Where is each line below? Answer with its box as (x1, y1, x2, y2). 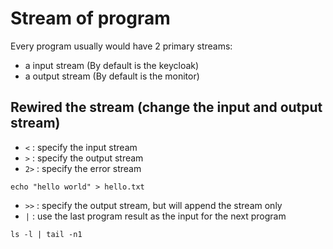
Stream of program (10, 7, 171, 30)
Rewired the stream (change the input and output (10, 99, 323, 116)
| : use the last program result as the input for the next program (24, 210, 287, 222)
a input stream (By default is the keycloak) (24, 59, 200, 71)
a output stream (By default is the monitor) (24, 70, 200, 82)
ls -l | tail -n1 (10, 229, 83, 239)
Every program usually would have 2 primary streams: (10, 40, 233, 52)
